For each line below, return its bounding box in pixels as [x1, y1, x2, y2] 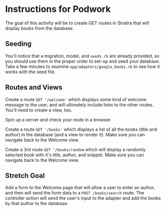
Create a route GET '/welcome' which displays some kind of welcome [5, 96, 147, 103]
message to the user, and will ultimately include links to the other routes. [5, 102, 154, 107]
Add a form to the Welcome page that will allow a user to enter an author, [5, 185, 156, 191]
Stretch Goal [5, 171, 45, 180]
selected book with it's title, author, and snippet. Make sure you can [5, 152, 144, 158]
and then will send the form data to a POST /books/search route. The [5, 190, 145, 196]
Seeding [5, 40, 32, 48]
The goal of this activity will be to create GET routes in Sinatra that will [5, 20, 150, 26]
